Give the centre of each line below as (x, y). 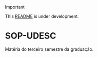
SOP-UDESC (31, 36)
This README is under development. (42, 16)
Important (15, 7)
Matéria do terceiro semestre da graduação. (49, 49)
